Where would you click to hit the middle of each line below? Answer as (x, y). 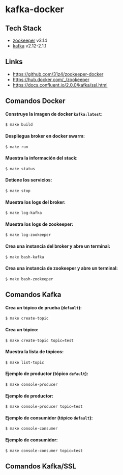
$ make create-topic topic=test (39, 340)
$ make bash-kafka (25, 257)
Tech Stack (23, 28)
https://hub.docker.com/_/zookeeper (51, 80)
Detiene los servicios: (29, 180)
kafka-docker (35, 9)
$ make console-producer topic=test (44, 407)
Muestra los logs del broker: (36, 202)
